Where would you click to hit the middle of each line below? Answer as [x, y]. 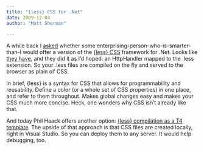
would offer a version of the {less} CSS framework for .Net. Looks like [110, 52]
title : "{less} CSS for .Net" [45, 12]
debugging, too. [26, 140]
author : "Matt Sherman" [37, 23]
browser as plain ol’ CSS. [38, 72]
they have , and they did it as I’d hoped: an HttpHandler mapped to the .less [100, 59]
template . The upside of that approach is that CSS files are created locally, [100, 128]
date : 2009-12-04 [28, 18]
